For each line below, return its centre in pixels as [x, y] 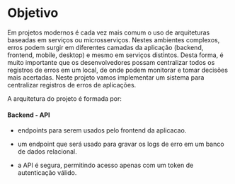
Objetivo [33, 13]
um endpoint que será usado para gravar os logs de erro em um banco [121, 144]
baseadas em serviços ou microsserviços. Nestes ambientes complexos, [114, 39]
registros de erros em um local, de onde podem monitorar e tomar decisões [118, 70]
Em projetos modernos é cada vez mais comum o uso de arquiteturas [109, 32]
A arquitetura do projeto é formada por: [65, 98]
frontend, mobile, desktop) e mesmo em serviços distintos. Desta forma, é [116, 55]
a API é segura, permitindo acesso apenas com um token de [105, 165]
